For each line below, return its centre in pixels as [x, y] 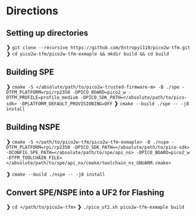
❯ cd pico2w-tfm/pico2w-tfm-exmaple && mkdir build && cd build [88, 54]
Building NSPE [33, 127]
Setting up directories [47, 33]
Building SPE [30, 72]
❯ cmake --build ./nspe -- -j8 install [56, 174]
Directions [32, 11]
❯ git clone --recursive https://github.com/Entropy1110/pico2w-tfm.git [98, 47]
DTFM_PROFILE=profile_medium [42, 97]
